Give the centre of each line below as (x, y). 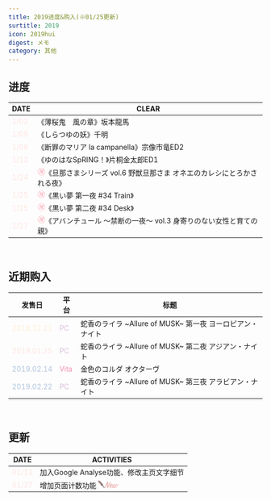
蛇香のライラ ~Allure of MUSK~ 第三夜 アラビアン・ (166, 382)
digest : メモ (29, 43)
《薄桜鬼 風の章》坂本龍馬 (83, 122)
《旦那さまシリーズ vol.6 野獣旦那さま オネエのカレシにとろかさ (151, 173)
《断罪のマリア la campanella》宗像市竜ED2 (110, 147)
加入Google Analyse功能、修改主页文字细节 (112, 473)
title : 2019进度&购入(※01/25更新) (64, 17)
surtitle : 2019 (34, 25)
